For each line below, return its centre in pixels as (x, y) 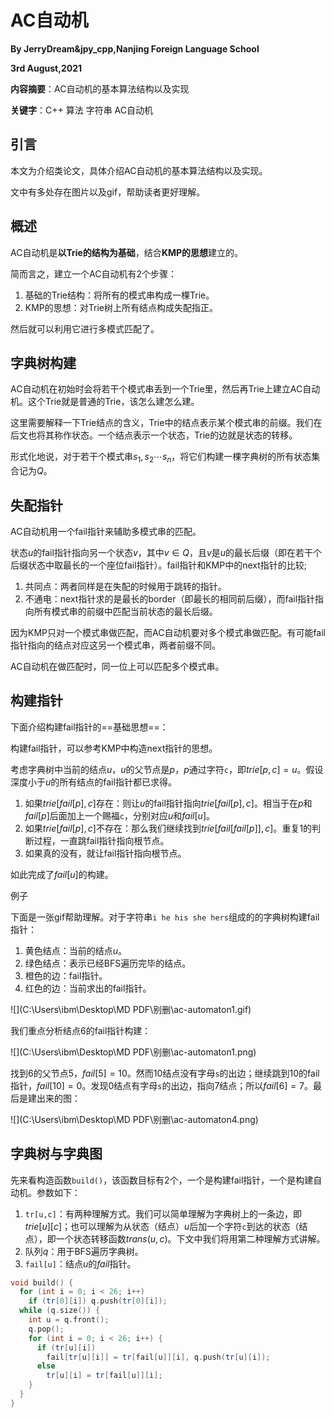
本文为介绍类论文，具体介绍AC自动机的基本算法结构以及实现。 (139, 170)
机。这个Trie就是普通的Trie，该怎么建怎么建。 (105, 402)
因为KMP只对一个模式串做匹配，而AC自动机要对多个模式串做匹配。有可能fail (168, 632)
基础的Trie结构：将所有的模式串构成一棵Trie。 (119, 295)
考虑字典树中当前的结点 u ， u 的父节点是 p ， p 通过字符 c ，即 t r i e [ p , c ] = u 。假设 (167, 769)
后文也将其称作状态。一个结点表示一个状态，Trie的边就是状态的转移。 (154, 435)
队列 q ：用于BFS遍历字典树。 (84, 1251)
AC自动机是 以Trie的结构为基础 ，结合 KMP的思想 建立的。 (127, 252)
